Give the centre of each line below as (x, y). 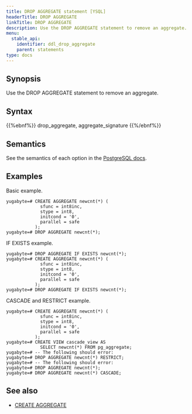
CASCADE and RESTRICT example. (48, 300)
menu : (13, 33)
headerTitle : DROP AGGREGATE (42, 17)
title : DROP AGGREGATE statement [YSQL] (56, 11)
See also (22, 391)
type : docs (19, 55)
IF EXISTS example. (30, 243)
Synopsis (23, 79)
